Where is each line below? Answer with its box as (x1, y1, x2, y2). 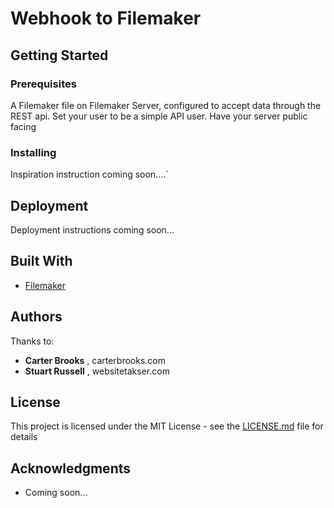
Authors (10, 308, 63, 326)
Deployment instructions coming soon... (10, 223, 175, 236)
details (10, 431, 38, 443)
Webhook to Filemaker (10, 7, 202, 30)
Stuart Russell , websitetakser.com (24, 365, 170, 377)
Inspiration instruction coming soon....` (10, 168, 169, 181)
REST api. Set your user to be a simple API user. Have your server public (10, 110, 308, 122)
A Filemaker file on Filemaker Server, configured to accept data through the (10, 99, 322, 111)
